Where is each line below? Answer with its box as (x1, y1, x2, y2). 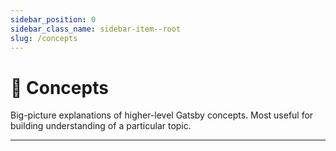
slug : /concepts (10, 33, 78, 43)
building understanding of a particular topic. (10, 120, 192, 132)
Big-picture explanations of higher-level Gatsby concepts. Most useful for (10, 109, 314, 121)
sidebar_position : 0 (10, 14, 97, 25)
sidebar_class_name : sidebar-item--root (10, 24, 182, 34)
